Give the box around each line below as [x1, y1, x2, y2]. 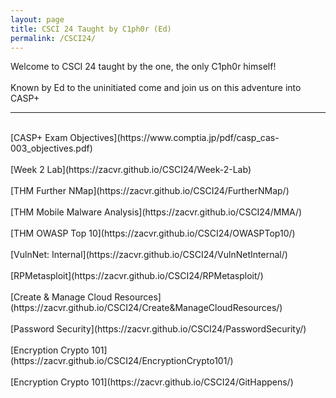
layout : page [10, 14, 65, 25]
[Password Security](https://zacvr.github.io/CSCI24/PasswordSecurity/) [10, 323, 307, 335]
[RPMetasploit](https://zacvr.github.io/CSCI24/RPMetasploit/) [10, 270, 264, 282]
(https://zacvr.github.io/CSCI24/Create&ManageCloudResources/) [10, 302, 283, 314]
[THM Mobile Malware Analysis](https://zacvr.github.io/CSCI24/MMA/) [10, 206, 303, 218]
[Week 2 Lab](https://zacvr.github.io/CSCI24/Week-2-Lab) [10, 164, 252, 176]
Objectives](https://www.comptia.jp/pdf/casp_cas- [69, 132, 280, 144]
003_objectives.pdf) [10, 142, 93, 155]
